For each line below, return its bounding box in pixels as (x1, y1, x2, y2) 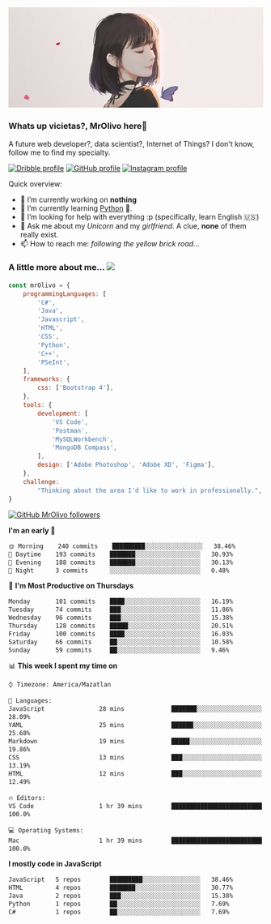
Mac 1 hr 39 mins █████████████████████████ (8, 836, 263, 845)
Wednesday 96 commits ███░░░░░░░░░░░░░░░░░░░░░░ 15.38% (8, 614, 233, 622)
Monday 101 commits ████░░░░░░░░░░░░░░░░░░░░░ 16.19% (8, 597, 233, 605)
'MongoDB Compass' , (51, 443, 117, 452)
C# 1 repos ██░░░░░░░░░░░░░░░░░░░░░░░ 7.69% (8, 908, 230, 916)
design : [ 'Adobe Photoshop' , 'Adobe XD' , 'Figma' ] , (37, 461, 216, 469)
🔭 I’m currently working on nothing (19, 195, 138, 204)
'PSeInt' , (37, 358, 70, 366)
